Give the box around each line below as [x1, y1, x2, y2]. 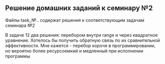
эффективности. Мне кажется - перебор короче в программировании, [5, 42, 156, 49]
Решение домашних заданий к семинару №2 [5, 4, 153, 12]
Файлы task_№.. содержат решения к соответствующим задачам [5, 17, 145, 23]
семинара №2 [5, 22, 35, 28]
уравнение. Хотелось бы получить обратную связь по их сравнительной [5, 37, 161, 43]
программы [5, 53, 30, 59]
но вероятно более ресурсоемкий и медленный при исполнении [5, 48, 144, 54]
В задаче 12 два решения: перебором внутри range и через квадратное [5, 32, 158, 38]
